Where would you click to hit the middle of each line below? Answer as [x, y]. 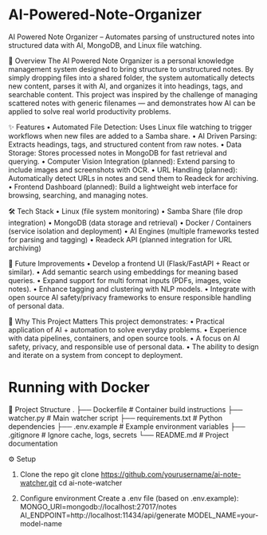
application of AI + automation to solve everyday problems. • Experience [128, 329]
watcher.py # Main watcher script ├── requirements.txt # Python [116, 418]
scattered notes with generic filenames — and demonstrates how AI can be [132, 103]
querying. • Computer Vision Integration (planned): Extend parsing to [122, 161]
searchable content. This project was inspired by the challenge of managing [133, 94]
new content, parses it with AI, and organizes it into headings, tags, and [126, 86]
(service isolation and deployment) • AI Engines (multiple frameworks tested [133, 231]
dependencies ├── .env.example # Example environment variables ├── [127, 426]
